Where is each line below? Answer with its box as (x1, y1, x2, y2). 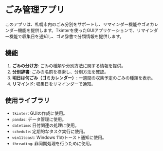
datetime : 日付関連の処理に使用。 (12, 122, 79, 128)
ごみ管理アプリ (5, 4, 65, 15)
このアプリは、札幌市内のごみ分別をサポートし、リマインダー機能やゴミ (5, 21, 150, 27)
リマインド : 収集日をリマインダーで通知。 (12, 81, 96, 87)
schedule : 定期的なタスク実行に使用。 (12, 128, 88, 134)
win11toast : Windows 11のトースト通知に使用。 (12, 134, 107, 140)
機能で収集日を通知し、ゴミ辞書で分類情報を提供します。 (9, 33, 124, 39)
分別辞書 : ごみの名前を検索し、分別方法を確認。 (12, 69, 109, 75)
